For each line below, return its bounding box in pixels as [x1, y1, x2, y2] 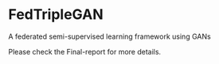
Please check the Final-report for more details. [8, 47, 162, 56]
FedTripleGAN [8, 6, 104, 24]
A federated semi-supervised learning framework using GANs [8, 32, 211, 41]
